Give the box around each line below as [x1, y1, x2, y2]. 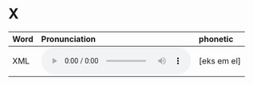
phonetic [198, 33, 234, 44]
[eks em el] [198, 55, 242, 66]
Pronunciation [41, 33, 97, 44]
